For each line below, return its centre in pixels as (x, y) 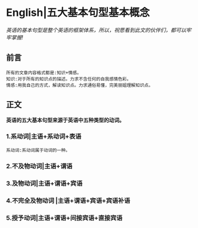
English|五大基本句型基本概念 (78, 13)
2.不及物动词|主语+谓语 (39, 166)
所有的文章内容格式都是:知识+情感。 (44, 73)
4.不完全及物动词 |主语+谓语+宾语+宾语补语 (68, 200)
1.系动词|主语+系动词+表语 (44, 136)
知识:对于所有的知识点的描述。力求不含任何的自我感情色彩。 (69, 79)
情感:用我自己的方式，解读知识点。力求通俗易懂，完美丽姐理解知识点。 (80, 85)
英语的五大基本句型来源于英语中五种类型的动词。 (65, 120)
